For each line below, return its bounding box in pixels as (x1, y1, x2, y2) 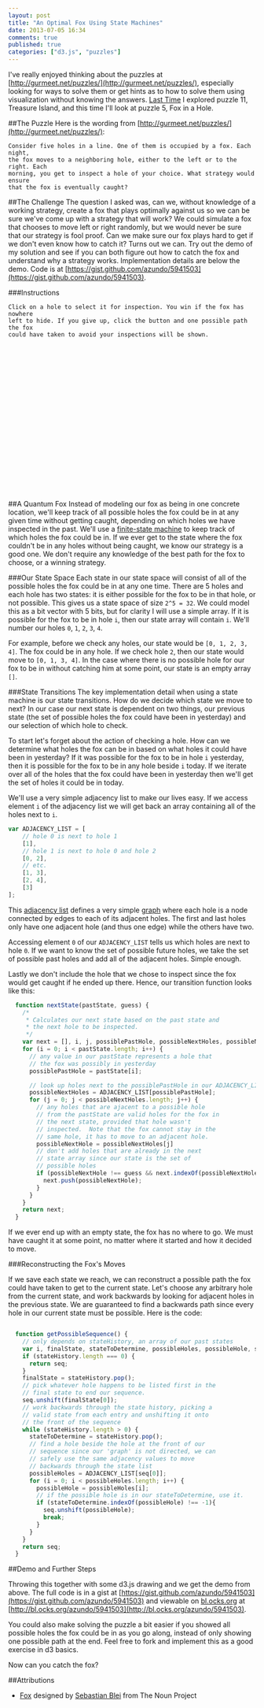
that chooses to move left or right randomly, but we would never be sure (8, 222, 242, 232)
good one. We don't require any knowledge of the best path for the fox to (8, 549, 245, 559)
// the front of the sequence (22, 1418, 122, 1426)
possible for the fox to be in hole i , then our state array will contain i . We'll (8, 615, 250, 624)
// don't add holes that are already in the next (36, 1147, 202, 1155)
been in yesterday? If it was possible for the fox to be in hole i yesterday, (8, 753, 244, 762)
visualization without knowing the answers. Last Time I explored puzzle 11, (8, 95, 248, 104)
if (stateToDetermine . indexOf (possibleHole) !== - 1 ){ (36, 1498, 216, 1507)
